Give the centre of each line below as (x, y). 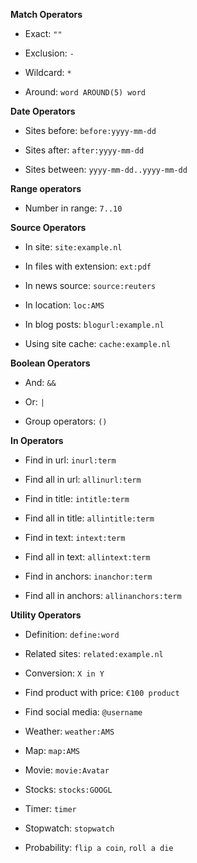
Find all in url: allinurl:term (83, 479)
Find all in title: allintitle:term (89, 518)
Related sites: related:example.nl (94, 653)
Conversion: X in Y (64, 673)
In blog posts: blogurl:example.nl (94, 324)
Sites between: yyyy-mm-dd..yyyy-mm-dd (106, 169)
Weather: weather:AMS (69, 731)
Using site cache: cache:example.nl (98, 343)
